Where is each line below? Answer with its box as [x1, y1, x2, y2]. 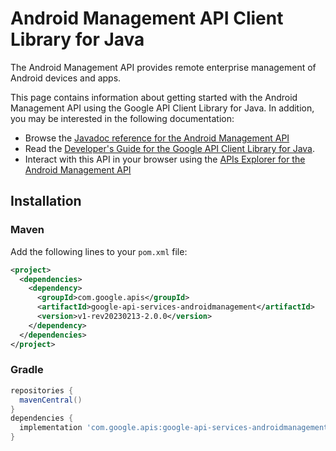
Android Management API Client [10, 7, 284, 30]
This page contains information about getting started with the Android [10, 91, 298, 103]
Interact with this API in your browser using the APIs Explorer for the [24, 153, 306, 165]
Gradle [10, 363, 44, 377]
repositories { [10, 385, 74, 396]
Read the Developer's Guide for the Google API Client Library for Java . [24, 142, 316, 154]
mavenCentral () [19, 395, 83, 405]
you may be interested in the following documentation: [10, 112, 235, 124]
